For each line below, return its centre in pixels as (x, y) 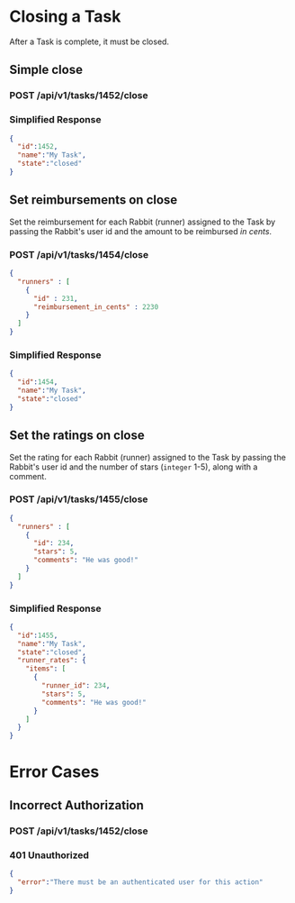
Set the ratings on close (77, 436)
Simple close (46, 70)
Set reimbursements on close (94, 200)
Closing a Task (65, 17)
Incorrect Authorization (76, 805)
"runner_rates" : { (52, 661)
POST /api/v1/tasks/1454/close (79, 254)
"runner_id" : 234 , (76, 686)
